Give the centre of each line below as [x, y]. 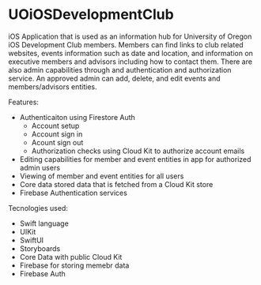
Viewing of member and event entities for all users [102, 176]
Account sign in [57, 134]
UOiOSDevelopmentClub [91, 15]
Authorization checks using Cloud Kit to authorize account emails [138, 151]
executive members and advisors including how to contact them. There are [130, 62]
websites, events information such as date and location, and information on [130, 53]
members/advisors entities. [53, 86]
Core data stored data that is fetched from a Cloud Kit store [116, 184]
